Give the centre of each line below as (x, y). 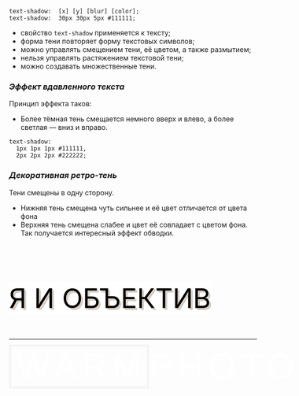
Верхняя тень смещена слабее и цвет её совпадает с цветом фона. (134, 224)
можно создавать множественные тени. (88, 66)
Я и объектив (110, 298)
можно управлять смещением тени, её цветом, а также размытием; (136, 50)
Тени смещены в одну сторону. (62, 192)
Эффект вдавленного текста (67, 87)
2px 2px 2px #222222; (52, 156)
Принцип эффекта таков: (50, 104)
